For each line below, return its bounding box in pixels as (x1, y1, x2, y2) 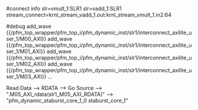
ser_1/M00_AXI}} (6, 35, 46, 42)
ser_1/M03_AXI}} (6, 73, 46, 80)
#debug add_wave (6, 23, 52, 30)
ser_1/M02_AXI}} (6, 60, 46, 67)
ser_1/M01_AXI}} (6, 48, 46, 55)
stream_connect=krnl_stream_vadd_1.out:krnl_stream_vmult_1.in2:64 (6, 11, 172, 18)
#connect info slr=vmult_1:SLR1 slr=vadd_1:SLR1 (6, 5, 122, 12)
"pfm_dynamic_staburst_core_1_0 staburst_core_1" (6, 97, 128, 104)
